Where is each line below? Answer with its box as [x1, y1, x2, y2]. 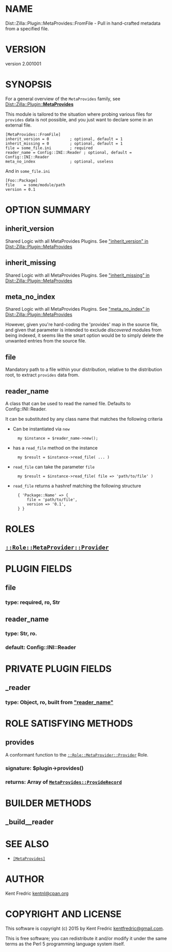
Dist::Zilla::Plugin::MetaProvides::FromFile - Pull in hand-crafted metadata [5, 20, 161, 26]
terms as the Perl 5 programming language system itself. [5, 941, 125, 947]
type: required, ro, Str [5, 599, 61, 606]
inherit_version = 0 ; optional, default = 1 [5, 136, 123, 141]
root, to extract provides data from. [5, 372, 80, 378]
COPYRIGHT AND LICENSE [5, 908, 122, 920]
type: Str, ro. [5, 630, 37, 637]
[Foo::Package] [5, 178, 38, 183]
